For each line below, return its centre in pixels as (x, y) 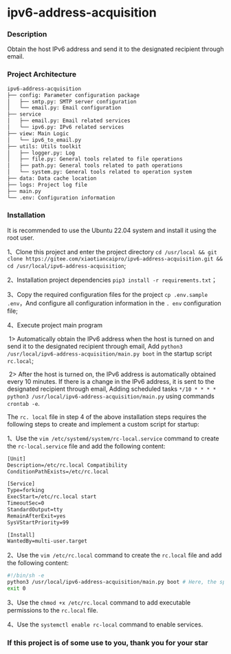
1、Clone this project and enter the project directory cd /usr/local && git (112, 252)
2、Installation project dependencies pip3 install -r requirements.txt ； (112, 280)
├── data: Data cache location (52, 178)
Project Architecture (42, 74)
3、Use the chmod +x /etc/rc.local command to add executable (99, 602)
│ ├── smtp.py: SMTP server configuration (72, 101)
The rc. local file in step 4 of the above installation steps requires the (107, 417)
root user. (21, 237)
